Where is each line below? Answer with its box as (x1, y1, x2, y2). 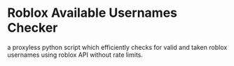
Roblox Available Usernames (7, 5, 177, 21)
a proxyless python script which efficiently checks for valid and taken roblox (7, 43, 228, 51)
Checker (7, 20, 58, 36)
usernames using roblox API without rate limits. (7, 51, 144, 59)
